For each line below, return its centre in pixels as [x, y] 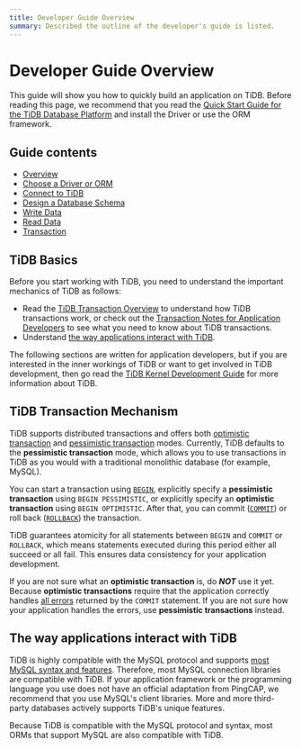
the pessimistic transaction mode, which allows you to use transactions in [148, 452]
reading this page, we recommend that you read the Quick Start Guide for [146, 105]
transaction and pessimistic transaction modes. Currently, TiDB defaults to [147, 443]
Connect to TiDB [53, 194]
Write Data [42, 212]
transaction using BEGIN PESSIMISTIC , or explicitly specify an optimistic [142, 498]
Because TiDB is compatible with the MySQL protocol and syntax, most [141, 725]
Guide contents [53, 153]
